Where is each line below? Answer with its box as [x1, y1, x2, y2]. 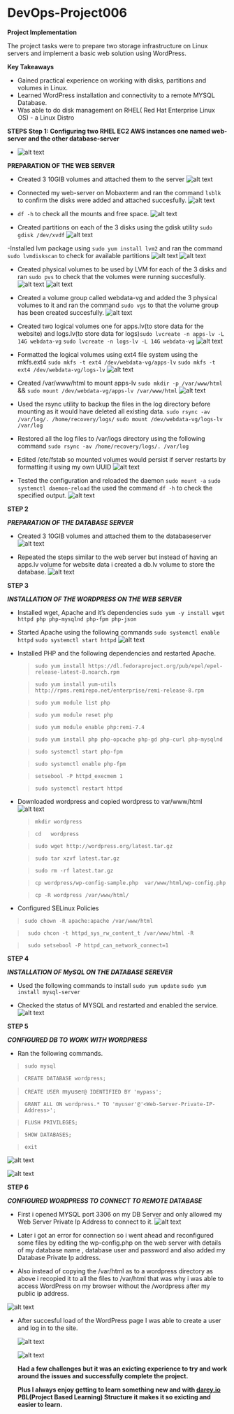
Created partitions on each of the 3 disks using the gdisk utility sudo [17, 222, 213, 232]
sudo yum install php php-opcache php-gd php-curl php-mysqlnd [34, 736, 224, 743]
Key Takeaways [7, 62, 54, 71]
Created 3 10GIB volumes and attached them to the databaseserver [17, 532, 212, 540]
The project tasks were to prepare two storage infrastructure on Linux [7, 41, 208, 50]
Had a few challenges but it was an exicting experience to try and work [17, 1364, 228, 1373]
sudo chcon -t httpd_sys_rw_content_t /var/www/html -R [27, 929, 194, 937]
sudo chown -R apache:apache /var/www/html [24, 917, 154, 924]
